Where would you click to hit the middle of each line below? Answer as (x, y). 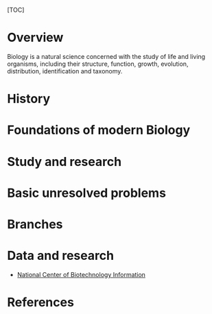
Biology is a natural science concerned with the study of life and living (106, 56)
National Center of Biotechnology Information (81, 274)
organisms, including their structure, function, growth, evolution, (98, 64)
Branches (35, 224)
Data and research (61, 256)
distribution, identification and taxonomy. (65, 71)
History (29, 99)
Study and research (64, 161)
